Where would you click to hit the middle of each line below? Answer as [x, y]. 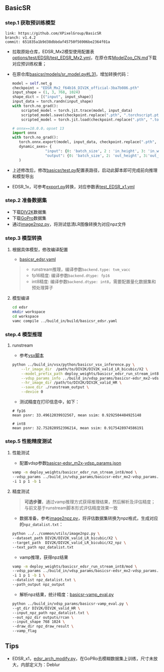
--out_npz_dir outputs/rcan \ [43, 617]
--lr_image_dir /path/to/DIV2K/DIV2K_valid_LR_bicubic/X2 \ [84, 369]
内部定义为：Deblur [40, 664]
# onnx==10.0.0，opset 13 [38, 128]
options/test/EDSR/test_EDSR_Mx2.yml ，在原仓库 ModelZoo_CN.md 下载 [84, 58]
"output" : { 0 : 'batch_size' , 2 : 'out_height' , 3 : [96, 156]
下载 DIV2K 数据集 [29, 212]
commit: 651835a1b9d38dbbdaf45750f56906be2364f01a [58, 42]
